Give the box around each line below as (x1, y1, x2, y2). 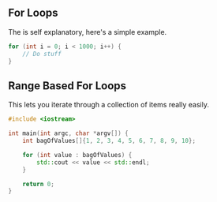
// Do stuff (22, 50, 62, 58)
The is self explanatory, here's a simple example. (8, 27, 167, 36)
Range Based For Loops (8, 79, 127, 92)
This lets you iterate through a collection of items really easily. (8, 100, 209, 110)
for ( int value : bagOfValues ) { (22, 151, 133, 159)
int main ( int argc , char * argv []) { (8, 129, 129, 137)
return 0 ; (22, 180, 55, 188)
